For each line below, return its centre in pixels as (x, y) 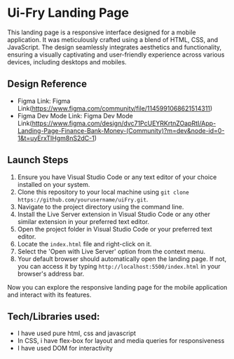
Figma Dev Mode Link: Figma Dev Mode (75, 115)
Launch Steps (38, 160)
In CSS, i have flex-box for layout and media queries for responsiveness (121, 341)
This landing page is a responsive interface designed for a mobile (102, 32)
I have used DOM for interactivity (65, 349)
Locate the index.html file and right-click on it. (84, 244)
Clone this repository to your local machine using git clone (103, 192)
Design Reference (47, 84)
